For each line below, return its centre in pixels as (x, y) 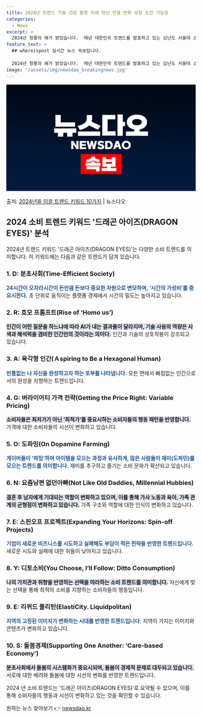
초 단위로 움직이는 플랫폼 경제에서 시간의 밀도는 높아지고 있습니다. (106, 295)
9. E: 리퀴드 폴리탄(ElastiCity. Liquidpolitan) (69, 607)
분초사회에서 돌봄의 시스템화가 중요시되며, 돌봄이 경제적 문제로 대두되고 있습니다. (100, 667)
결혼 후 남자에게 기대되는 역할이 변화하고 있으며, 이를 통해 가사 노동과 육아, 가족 (98, 497)
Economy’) (23, 654)
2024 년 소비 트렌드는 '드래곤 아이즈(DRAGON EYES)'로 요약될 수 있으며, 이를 (98, 688)
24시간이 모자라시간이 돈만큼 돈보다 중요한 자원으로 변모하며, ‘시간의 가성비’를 (97, 288)
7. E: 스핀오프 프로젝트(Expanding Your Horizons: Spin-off (90, 522)
